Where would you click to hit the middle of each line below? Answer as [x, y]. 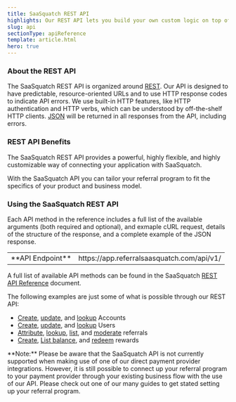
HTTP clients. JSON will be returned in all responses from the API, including [117, 116]
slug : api [22, 27]
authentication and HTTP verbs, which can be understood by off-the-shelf [115, 109]
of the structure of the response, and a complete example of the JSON [109, 234]
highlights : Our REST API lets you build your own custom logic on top [114, 20]
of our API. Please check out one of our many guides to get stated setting [113, 383]
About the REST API [41, 71]
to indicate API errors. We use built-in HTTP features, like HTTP [99, 101]
